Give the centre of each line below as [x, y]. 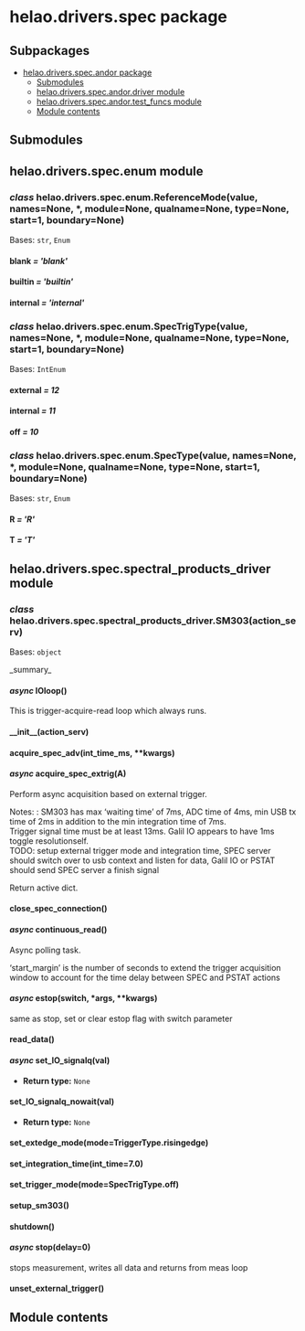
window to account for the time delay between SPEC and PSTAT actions [145, 977]
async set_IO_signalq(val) [60, 1060]
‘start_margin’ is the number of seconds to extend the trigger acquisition [145, 967]
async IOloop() [38, 690]
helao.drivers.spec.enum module [106, 171]
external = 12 [35, 389]
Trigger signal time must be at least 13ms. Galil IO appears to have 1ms [142, 831]
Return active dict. [44, 888]
